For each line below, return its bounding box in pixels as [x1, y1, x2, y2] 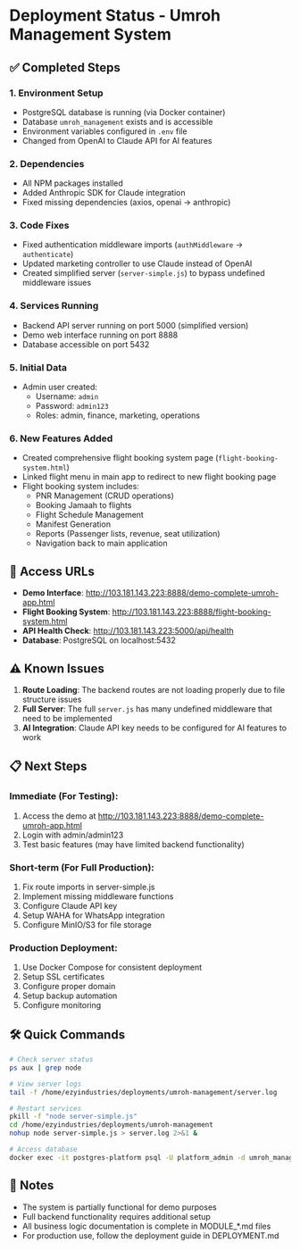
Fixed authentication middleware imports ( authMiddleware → [21, 239, 244, 250]
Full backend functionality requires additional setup [21, 1211, 212, 1221]
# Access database [9, 1145, 78, 1154]
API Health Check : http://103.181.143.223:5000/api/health [21, 626, 234, 637]
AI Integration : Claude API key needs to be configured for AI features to [21, 722, 287, 733]
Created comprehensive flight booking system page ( [21, 453, 219, 463]
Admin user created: [21, 381, 98, 393]
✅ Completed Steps [9, 60, 121, 75]
